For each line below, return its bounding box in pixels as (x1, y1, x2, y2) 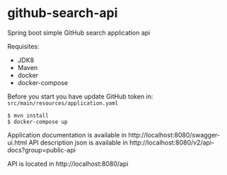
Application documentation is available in (7, 130, 127, 139)
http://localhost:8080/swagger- (128, 130, 221, 139)
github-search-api (7, 5, 118, 21)
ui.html (7, 138, 28, 147)
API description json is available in (28, 138, 129, 147)
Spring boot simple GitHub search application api (7, 28, 151, 37)
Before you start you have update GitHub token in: (7, 92, 153, 101)
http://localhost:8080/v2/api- (129, 138, 214, 147)
